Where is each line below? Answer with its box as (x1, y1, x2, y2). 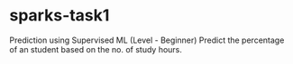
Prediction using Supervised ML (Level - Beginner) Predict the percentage (9, 35, 285, 45)
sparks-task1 (9, 5, 110, 26)
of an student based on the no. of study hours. (9, 44, 183, 54)
